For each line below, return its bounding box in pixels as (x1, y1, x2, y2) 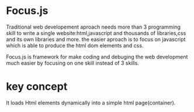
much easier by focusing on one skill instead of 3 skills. (6, 60, 139, 66)
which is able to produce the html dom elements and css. (6, 42, 144, 49)
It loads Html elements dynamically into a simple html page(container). (6, 99, 176, 106)
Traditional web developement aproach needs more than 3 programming (6, 23, 181, 30)
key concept (6, 80, 68, 93)
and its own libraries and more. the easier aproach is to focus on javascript (6, 36, 186, 43)
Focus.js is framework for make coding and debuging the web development (6, 53, 188, 60)
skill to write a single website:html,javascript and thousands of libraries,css (6, 29, 186, 36)
